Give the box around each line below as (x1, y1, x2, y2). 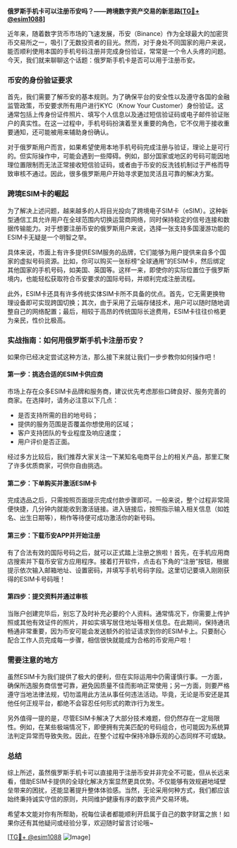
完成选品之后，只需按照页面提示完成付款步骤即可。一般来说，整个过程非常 (7, 496, 224, 505)
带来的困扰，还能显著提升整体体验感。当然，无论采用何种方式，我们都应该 (13, 786, 230, 794)
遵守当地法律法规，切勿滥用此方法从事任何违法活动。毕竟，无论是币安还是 (7, 690, 224, 698)
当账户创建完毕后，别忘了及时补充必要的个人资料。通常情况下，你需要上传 (7, 609, 224, 618)
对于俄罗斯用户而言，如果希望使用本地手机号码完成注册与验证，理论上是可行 (7, 143, 230, 151)
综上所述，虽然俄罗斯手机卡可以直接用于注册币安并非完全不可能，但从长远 (7, 768, 224, 777)
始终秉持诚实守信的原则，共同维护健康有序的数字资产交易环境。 (7, 795, 193, 803)
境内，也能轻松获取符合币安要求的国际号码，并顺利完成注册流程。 (7, 274, 199, 283)
